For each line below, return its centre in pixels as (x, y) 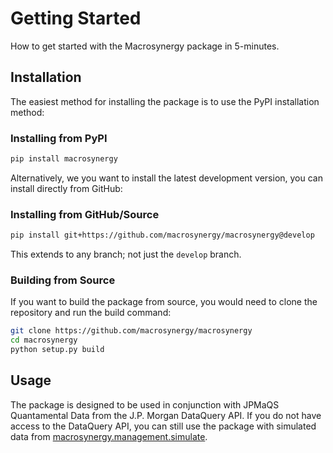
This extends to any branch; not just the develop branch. (126, 254)
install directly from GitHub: (66, 188)
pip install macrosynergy (64, 159)
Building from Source (63, 280)
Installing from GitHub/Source (85, 214)
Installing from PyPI (59, 138)
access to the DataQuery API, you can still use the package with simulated (163, 426)
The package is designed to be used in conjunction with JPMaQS (145, 404)
